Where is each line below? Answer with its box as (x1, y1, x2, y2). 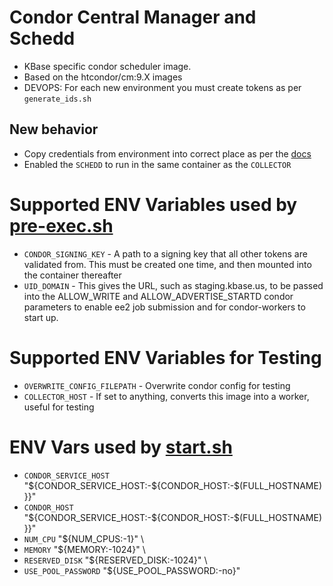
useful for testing (23, 401, 95, 413)
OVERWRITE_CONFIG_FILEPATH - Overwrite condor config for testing (23, 379, 291, 391)
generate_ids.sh (23, 94, 92, 104)
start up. (23, 311, 59, 323)
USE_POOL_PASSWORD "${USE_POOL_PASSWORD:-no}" (23, 564, 241, 576)
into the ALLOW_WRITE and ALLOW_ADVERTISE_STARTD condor (23, 290, 294, 302)
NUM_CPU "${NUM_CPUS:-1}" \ (23, 532, 144, 545)
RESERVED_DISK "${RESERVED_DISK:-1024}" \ (23, 554, 208, 566)
